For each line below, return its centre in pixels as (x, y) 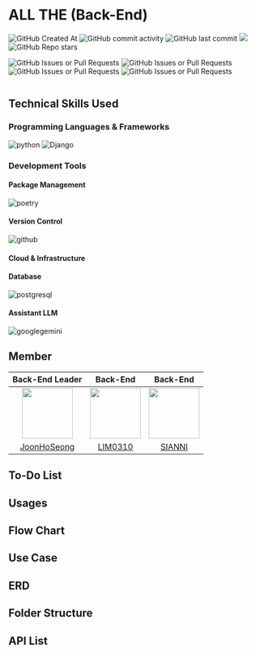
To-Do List (35, 476)
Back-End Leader (47, 379)
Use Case (33, 558)
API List (28, 640)
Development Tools (47, 165)
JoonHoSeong (47, 446)
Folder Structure (51, 613)
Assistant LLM (33, 313)
